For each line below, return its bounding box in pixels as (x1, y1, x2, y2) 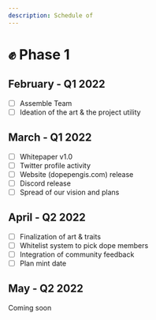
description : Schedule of (8, 11, 93, 20)
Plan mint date (19, 258, 67, 268)
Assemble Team (19, 98, 72, 107)
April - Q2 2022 (8, 211, 87, 224)
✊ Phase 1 (8, 45, 70, 63)
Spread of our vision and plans (19, 187, 120, 197)
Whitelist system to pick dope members (19, 240, 149, 250)
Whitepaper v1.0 (19, 152, 73, 161)
